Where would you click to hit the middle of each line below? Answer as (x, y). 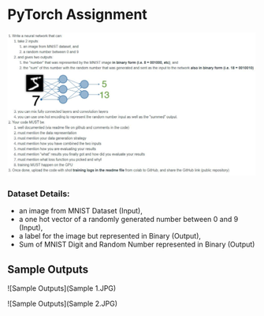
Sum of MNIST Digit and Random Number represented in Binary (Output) (137, 245)
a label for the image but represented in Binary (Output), (110, 236)
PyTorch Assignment (77, 15)
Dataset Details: (39, 194)
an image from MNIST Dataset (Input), (80, 211)
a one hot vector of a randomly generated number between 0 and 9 (128, 220)
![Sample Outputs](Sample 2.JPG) (62, 303)
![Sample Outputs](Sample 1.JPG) (62, 288)
